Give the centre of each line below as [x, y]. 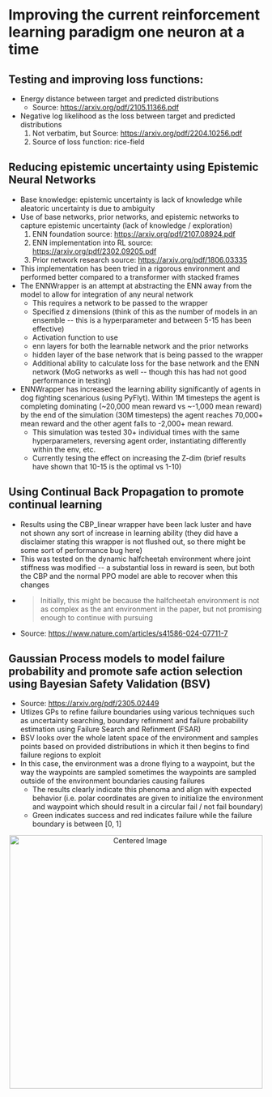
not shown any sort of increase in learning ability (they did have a [129, 533]
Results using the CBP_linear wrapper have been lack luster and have [136, 524]
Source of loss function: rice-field [88, 142]
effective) [48, 328]
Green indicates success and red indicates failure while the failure [142, 816]
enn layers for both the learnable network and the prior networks [140, 345]
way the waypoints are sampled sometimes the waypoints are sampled [138, 773]
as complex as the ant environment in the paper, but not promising [151, 609]
